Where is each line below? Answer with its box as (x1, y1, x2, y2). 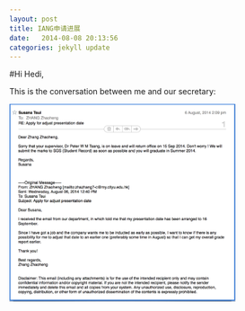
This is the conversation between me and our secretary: (9, 86, 216, 97)
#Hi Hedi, (9, 68, 45, 80)
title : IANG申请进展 (9, 23, 81, 33)
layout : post (9, 14, 58, 23)
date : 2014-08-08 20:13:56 (9, 33, 118, 42)
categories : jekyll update (9, 43, 110, 52)
